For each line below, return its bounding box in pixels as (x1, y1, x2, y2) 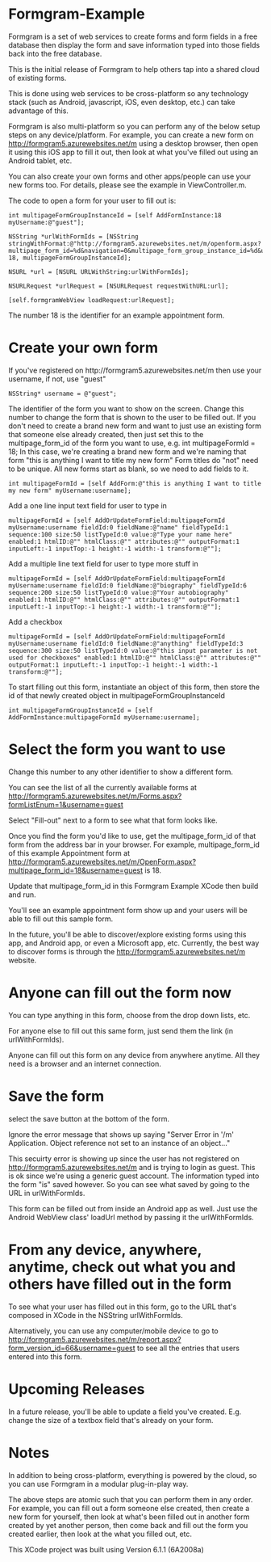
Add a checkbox (8, 617, 63, 626)
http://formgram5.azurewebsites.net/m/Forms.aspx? (8, 791, 182, 801)
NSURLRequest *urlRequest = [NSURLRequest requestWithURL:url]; (8, 282, 229, 290)
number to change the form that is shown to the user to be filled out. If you (8, 412, 256, 422)
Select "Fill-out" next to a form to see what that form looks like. (8, 815, 218, 825)
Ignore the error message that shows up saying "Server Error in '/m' (8, 1129, 234, 1139)
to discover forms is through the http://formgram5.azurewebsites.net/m (8, 946, 246, 956)
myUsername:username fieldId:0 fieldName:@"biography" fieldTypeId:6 (8, 581, 248, 590)
